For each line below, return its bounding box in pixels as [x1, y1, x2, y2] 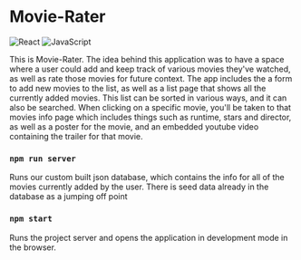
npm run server [9, 153, 77, 164]
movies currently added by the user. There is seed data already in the [9, 181, 269, 192]
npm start [9, 214, 53, 224]
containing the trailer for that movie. [9, 130, 143, 141]
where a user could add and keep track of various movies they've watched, [9, 63, 291, 74]
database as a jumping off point [9, 191, 129, 202]
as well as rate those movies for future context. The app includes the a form [9, 72, 293, 83]
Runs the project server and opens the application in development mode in [9, 232, 288, 243]
